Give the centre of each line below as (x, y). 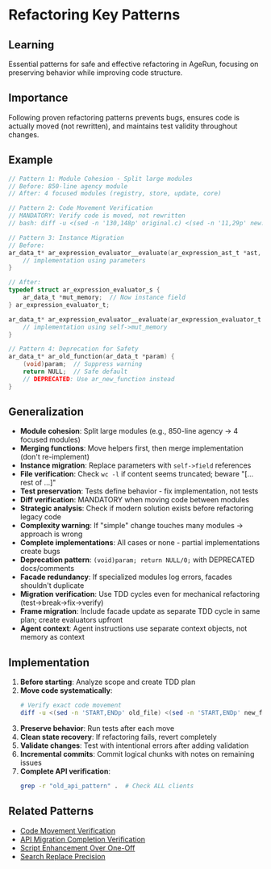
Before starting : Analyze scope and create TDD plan (108, 682)
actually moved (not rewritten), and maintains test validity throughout (123, 126)
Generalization (46, 412)
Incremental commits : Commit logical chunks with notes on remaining (137, 754)
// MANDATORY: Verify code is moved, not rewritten (97, 216)
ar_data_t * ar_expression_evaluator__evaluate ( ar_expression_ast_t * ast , (135, 253)
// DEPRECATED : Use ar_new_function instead (99, 379)
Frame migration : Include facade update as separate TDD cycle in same (140, 611)
